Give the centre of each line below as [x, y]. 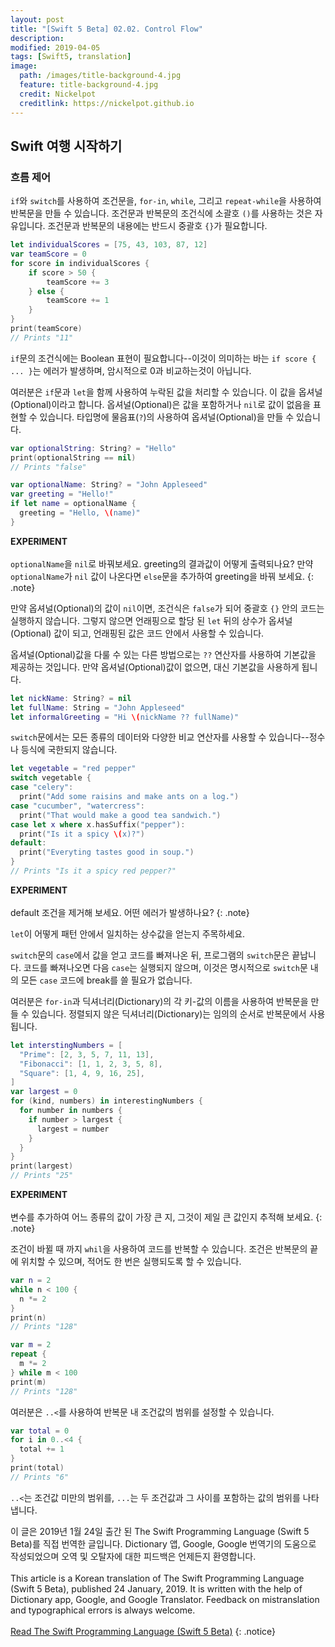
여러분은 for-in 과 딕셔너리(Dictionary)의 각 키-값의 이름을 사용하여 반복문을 [159, 1001]
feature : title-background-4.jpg [89, 85]
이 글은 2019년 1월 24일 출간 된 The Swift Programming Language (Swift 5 [160, 1531]
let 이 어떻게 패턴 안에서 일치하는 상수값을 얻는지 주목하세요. [128, 933]
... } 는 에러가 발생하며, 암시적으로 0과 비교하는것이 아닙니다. [131, 370]
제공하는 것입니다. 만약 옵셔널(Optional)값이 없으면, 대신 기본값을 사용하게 [155, 667]
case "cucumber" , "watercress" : [77, 806]
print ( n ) [28, 1317]
